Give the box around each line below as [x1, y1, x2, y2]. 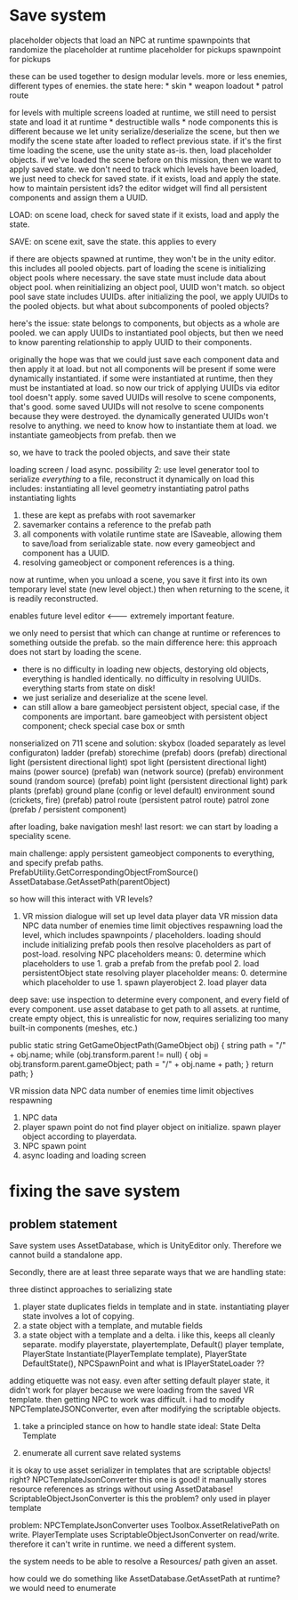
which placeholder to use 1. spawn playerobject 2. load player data [21, 976, 267, 988]
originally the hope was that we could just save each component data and [9, 353, 280, 365]
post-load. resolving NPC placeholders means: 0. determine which [21, 949, 267, 959]
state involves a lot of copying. [21, 1310, 135, 1321]
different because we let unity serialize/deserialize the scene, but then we [9, 125, 280, 136]
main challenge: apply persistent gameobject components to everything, [9, 847, 275, 859]
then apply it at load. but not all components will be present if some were [9, 363, 276, 374]
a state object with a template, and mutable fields [21, 1320, 203, 1330]
